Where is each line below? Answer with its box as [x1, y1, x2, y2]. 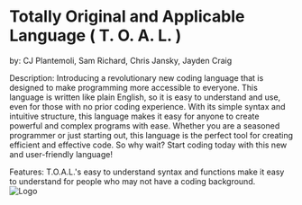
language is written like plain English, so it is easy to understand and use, [9, 92, 281, 102]
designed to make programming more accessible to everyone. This [9, 82, 259, 93]
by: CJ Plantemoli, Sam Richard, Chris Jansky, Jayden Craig [9, 55, 233, 66]
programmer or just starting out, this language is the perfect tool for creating [9, 129, 293, 140]
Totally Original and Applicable [9, 6, 245, 27]
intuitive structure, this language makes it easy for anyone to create [9, 111, 260, 121]
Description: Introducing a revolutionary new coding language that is [9, 72, 264, 83]
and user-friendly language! [9, 148, 113, 159]
